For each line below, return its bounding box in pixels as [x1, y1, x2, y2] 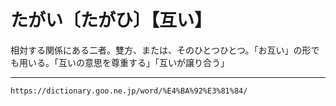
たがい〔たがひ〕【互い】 [10, 9, 213, 32]
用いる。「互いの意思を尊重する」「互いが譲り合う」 [18, 56, 230, 68]
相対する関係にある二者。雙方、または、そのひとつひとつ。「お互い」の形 [10, 44, 312, 56]
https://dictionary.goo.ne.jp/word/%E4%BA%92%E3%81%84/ [10, 86, 248, 96]
